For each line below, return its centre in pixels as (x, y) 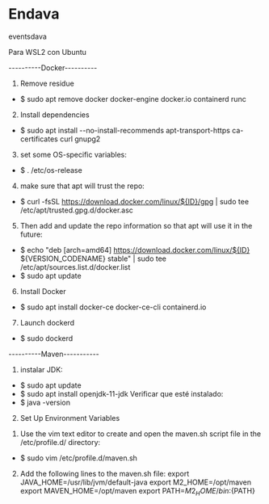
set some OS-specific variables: (74, 154)
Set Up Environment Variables (70, 418)
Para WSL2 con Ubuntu (48, 52)
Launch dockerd (47, 322)
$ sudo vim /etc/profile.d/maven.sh (78, 458)
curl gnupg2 (80, 139)
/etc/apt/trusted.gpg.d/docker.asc (76, 210)
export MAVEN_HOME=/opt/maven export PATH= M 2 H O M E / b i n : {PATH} (138, 491)
